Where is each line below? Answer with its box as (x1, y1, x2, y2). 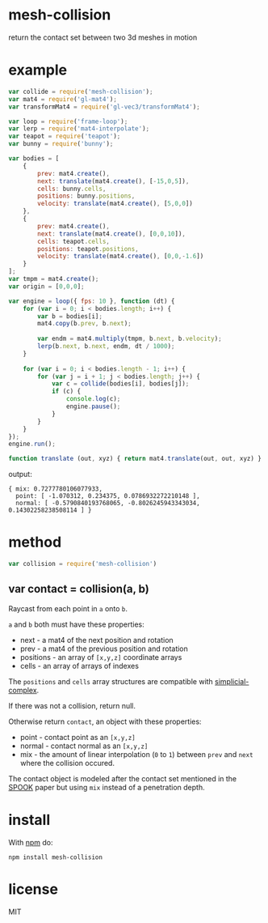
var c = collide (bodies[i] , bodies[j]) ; (51, 380, 190, 388)
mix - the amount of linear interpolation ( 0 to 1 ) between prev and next (19, 749, 253, 759)
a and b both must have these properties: (8, 619, 145, 629)
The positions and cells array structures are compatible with (8, 676, 214, 686)
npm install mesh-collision (8, 853, 103, 861)
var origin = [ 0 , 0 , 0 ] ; (8, 282, 85, 291)
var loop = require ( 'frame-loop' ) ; (8, 117, 128, 125)
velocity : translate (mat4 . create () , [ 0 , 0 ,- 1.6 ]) (37, 253, 204, 261)
